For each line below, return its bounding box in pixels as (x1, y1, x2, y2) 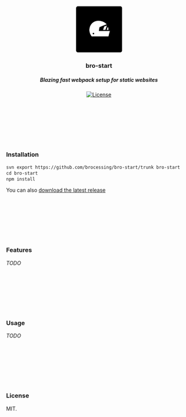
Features (6, 246, 32, 254)
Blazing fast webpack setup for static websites (39, 76, 158, 83)
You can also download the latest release (6, 186, 106, 194)
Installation (6, 150, 39, 159)
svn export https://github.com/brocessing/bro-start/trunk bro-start (6, 165, 181, 170)
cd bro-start (6, 170, 38, 176)
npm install (6, 176, 35, 182)
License (6, 392, 29, 400)
